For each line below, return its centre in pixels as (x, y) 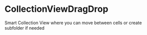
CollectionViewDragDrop (57, 9)
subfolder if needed (25, 28)
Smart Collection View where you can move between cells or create (73, 23)
